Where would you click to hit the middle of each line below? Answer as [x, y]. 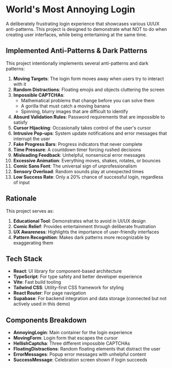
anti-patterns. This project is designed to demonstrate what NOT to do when [87, 29]
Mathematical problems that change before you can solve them [88, 100]
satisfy [20, 122]
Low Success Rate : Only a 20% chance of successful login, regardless [88, 177]
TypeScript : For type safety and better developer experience [78, 277]
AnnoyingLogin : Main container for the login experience [73, 333]
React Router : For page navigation [50, 293]
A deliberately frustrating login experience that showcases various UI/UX [83, 24]
